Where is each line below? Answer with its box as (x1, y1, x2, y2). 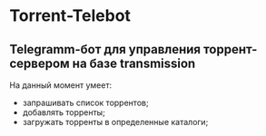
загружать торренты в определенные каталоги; (22, 117, 209, 127)
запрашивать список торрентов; (22, 97, 149, 108)
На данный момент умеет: (9, 80, 112, 91)
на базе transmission (72, 55, 196, 71)
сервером (9, 55, 70, 71)
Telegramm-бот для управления (9, 42, 202, 57)
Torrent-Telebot (9, 5, 132, 26)
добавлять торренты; (22, 107, 106, 118)
